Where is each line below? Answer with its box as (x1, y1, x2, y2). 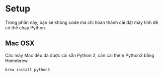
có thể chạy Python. (5, 24, 46, 30)
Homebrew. (5, 58, 29, 64)
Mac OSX (5, 39, 35, 48)
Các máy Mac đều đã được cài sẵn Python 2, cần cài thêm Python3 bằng (5, 52, 155, 58)
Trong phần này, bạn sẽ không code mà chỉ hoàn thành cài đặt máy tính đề (5, 19, 158, 25)
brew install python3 (5, 67, 50, 72)
